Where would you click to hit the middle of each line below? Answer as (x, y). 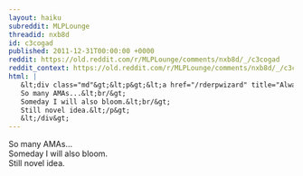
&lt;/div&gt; (45, 118)
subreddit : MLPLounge (49, 26)
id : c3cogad (31, 43)
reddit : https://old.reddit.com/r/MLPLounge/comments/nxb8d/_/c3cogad (144, 60)
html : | (23, 77)
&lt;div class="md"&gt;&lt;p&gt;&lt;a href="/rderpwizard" (134, 85)
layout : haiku (35, 18)
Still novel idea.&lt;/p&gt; (75, 110)
